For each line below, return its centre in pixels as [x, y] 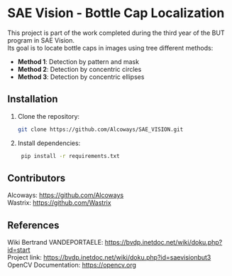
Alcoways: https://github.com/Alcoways [66, 195]
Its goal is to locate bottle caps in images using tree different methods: [110, 48]
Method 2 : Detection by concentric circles [79, 69]
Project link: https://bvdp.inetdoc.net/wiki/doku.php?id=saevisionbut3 [109, 258]
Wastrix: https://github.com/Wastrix [59, 203]
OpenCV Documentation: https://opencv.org [72, 265]
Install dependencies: [49, 143]
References [33, 225]
